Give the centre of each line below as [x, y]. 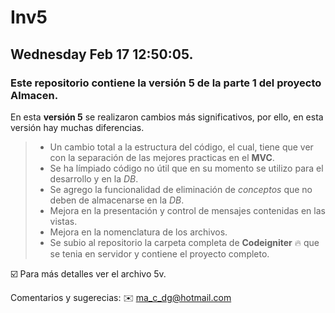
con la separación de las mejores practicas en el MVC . [162, 157]
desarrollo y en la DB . [94, 178]
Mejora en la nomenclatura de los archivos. [138, 232]
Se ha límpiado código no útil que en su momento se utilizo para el [186, 168]
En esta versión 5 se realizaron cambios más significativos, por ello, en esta [167, 117]
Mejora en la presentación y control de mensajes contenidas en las [187, 210]
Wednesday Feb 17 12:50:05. [102, 54]
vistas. [63, 221]
